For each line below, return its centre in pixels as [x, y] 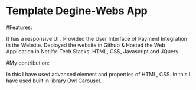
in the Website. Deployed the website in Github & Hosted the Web [86, 45]
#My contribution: [28, 63]
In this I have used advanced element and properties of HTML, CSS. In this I [98, 74]
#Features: [19, 27]
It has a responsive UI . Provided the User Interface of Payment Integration [97, 38]
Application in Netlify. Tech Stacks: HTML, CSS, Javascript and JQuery [92, 51]
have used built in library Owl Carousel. [54, 81]
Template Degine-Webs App [77, 11]
